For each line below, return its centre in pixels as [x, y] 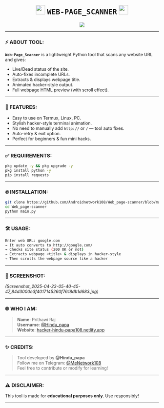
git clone [15, 202]
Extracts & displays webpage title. [46, 80]
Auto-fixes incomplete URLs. [41, 74]
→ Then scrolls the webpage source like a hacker [57, 259]
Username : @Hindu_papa [43, 325]
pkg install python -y [28, 170]
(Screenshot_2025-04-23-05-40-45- [43, 286]
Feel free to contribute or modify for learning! [62, 368]
